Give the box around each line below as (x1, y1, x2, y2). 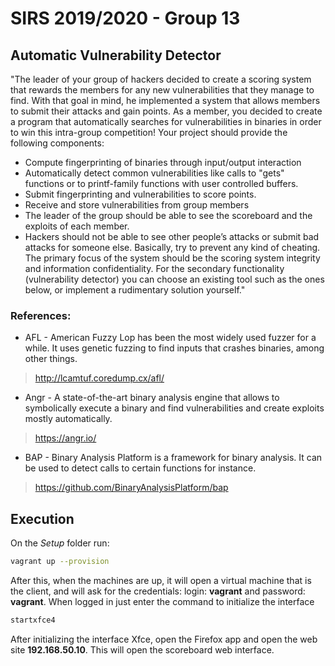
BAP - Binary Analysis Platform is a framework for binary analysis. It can (24, 452, 323, 464)
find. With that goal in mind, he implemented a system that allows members (10, 95, 321, 106)
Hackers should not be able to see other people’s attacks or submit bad (24, 231, 320, 242)
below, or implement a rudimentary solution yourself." (24, 284, 246, 296)
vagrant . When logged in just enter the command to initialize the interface (10, 595, 315, 607)
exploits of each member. (24, 220, 130, 232)
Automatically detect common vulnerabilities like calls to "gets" (24, 167, 285, 179)
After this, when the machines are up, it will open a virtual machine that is (10, 574, 312, 586)
